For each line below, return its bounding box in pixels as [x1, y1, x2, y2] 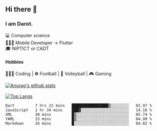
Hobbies [5, 59, 24, 65]
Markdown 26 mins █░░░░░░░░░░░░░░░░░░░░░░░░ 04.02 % [5, 121, 152, 126]
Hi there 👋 [5, 5, 37, 14]
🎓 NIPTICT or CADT [5, 45, 49, 51]
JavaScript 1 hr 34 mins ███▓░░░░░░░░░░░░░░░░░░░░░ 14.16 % [5, 108, 152, 113]
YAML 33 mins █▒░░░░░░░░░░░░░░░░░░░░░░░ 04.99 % [5, 116, 152, 121]
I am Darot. [5, 20, 33, 28]
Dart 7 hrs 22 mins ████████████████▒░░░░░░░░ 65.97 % [5, 103, 152, 108]
